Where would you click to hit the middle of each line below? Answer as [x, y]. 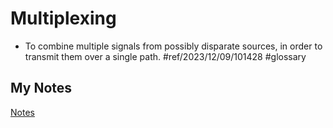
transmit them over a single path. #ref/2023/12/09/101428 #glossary [165, 56]
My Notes [41, 88]
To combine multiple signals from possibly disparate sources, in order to [173, 46]
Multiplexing [63, 18]
